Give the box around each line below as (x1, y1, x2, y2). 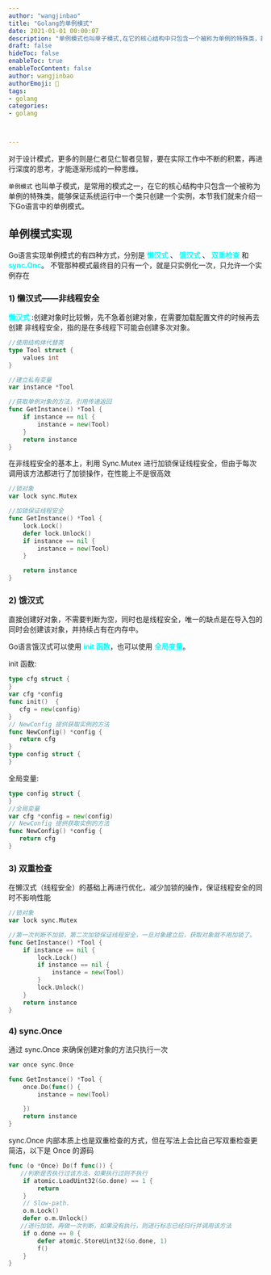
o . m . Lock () (23, 1207, 60, 1215)
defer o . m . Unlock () (23, 1214, 89, 1222)
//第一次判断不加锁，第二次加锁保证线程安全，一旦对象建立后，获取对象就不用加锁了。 (8, 931, 256, 939)
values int (23, 353, 60, 362)
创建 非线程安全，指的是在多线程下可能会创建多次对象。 (8, 322, 194, 332)
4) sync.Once (8, 1025, 63, 1037)
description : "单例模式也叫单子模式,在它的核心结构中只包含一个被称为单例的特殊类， (8, 34, 261, 43)
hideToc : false (8, 49, 60, 57)
